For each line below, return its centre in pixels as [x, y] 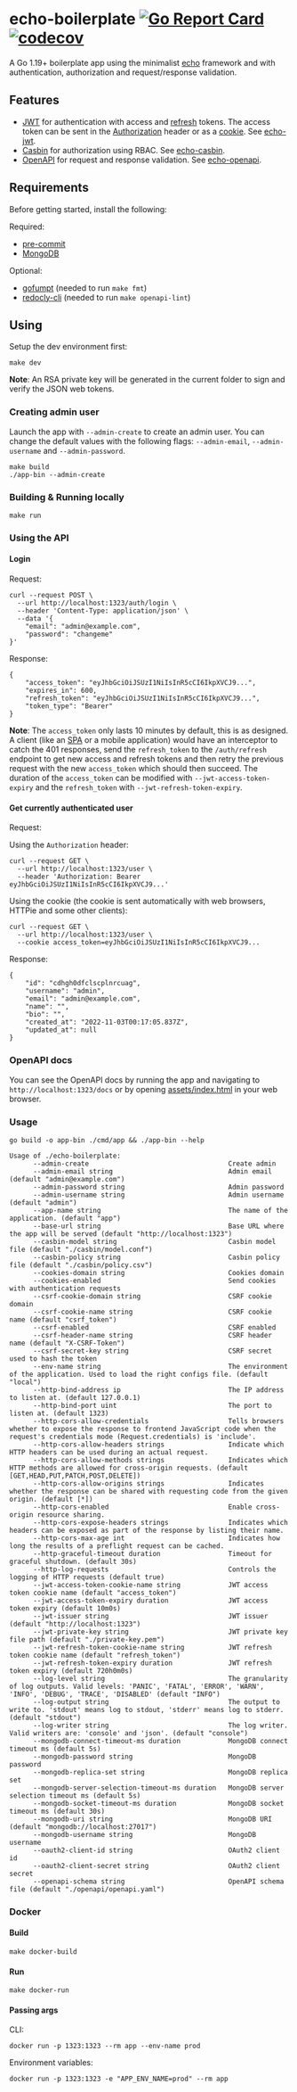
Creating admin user [54, 412]
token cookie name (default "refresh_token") [95, 1655]
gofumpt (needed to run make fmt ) [84, 288]
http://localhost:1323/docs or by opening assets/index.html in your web [144, 1089]
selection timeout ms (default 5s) [75, 1795]
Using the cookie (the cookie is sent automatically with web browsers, [137, 902]
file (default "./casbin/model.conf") [81, 1249]
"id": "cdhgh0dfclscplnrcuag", [83, 984]
